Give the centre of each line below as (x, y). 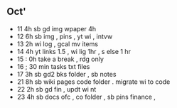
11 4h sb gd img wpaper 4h (57, 28)
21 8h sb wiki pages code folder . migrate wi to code (93, 82)
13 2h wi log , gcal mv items (58, 44)
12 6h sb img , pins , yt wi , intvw (65, 36)
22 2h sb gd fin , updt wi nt (57, 89)
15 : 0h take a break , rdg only (60, 59)
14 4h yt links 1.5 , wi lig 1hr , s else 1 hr (74, 51)
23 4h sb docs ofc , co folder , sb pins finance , (86, 97)
